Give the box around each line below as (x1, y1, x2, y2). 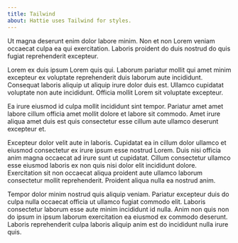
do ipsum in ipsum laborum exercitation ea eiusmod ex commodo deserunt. (7, 212, 228, 221)
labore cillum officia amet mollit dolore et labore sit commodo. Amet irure (7, 109, 221, 118)
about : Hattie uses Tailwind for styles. (7, 17, 132, 24)
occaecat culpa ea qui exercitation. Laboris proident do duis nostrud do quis (7, 44, 231, 53)
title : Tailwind (7, 10, 55, 18)
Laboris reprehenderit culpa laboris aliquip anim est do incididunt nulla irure (7, 220, 229, 228)
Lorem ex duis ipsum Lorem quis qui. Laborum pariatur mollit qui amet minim (7, 65, 232, 74)
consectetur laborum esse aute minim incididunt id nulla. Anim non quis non (7, 205, 229, 213)
